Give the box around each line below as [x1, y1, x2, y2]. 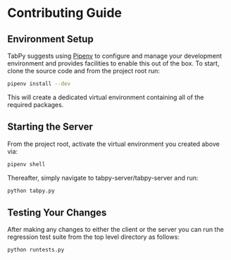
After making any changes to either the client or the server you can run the [7, 225, 224, 234]
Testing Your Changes [7, 206, 107, 218]
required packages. [7, 100, 64, 109]
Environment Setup [7, 33, 94, 45]
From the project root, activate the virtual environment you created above [7, 140, 220, 148]
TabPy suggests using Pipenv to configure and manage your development [7, 51, 223, 60]
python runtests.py [7, 247, 65, 254]
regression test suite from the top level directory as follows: [7, 233, 180, 241]
